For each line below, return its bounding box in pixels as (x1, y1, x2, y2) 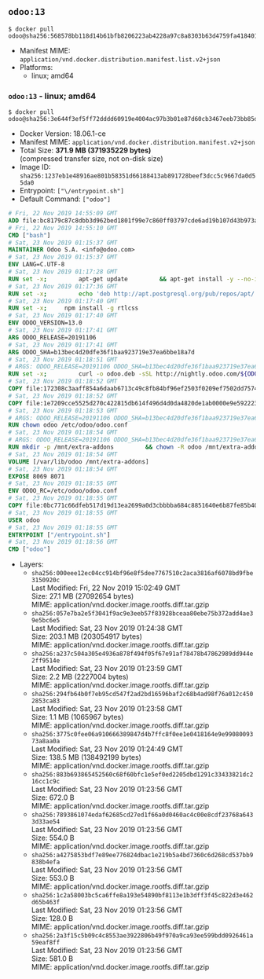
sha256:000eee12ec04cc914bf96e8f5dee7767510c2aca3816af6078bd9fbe (31, 570, 254, 577)
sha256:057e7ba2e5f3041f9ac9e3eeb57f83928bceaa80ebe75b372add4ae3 (31, 610, 254, 618)
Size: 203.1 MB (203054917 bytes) (31, 632, 143, 641)
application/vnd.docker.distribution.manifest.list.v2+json (19, 55, 221, 64)
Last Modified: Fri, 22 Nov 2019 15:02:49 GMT (31, 583, 181, 592)
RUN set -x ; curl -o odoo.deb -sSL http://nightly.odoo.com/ (8, 370, 241, 378)
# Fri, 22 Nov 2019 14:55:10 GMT (8, 224, 118, 232)
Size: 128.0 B (31, 914, 73, 923)
